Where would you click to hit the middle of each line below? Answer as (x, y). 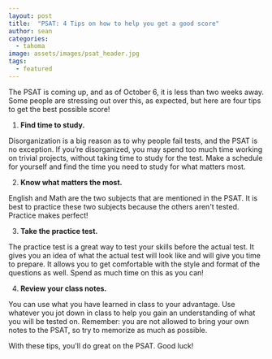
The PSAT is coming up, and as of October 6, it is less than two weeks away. (136, 92)
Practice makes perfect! (48, 215)
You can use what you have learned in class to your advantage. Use (122, 304)
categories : (28, 39)
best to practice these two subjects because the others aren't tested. (124, 206)
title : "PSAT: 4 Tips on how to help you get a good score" (114, 24)
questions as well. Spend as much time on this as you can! (106, 272)
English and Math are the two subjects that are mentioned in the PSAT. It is (133, 198)
